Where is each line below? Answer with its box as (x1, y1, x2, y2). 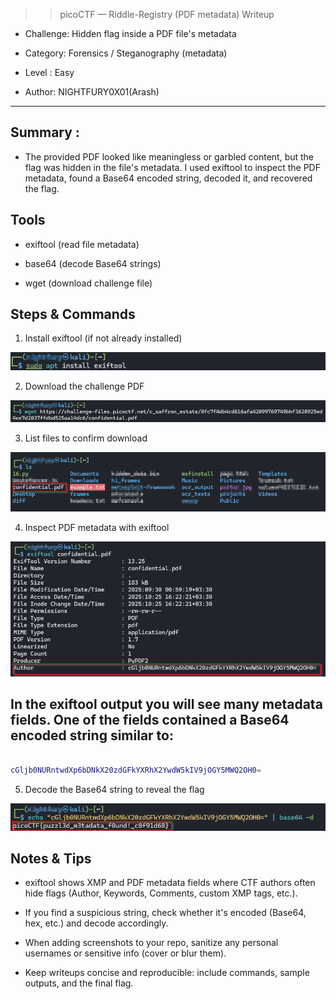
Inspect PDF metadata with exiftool (24, 521, 170, 533)
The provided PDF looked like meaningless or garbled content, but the (24, 150, 315, 163)
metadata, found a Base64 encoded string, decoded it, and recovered (24, 172, 313, 184)
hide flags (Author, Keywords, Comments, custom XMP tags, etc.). (24, 887, 298, 899)
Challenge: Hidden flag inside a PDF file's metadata (24, 28, 237, 39)
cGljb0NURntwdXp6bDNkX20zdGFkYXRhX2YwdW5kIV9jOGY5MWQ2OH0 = (10, 765, 262, 776)
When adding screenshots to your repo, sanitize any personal (24, 937, 279, 949)
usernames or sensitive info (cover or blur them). (24, 947, 227, 959)
